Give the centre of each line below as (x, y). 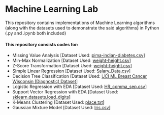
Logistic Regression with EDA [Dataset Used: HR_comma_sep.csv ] (79, 86)
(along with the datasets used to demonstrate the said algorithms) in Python (82, 28)
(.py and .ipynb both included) (36, 33)
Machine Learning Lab (52, 9)
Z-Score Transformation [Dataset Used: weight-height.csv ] (72, 66)
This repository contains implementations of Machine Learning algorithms (80, 23)
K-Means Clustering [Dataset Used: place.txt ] (58, 102)
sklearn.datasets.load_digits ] (41, 97)
